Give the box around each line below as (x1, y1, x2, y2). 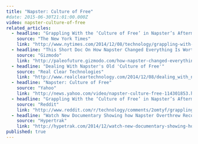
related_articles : (6, 25, 51, 31)
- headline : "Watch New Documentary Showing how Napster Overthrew (11, 112, 181, 118)
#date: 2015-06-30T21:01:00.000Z (6, 14, 88, 20)
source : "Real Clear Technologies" (16, 69, 104, 75)
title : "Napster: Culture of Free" (6, 8, 94, 15)
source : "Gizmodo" (16, 52, 62, 58)
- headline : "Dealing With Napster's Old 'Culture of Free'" (11, 63, 165, 69)
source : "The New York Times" (16, 36, 91, 42)
